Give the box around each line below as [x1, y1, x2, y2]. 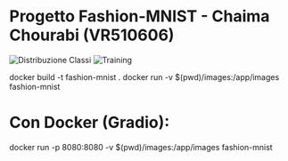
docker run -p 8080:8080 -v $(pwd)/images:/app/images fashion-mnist [9, 141, 274, 152]
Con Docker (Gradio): [9, 113, 170, 133]
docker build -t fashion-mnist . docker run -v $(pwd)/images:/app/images [9, 71, 280, 82]
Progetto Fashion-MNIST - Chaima [9, 6, 270, 27]
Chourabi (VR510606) [9, 25, 175, 45]
